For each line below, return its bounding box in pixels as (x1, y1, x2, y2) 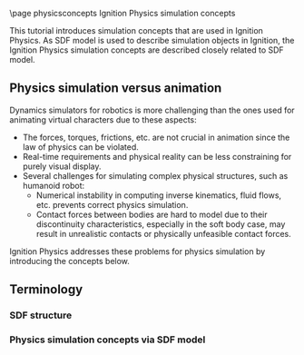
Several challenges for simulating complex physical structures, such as (22, 170, 289, 181)
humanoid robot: (22, 180, 85, 191)
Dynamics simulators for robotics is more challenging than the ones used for (9, 104, 295, 115)
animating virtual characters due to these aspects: (9, 113, 197, 125)
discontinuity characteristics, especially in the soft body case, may (35, 218, 286, 230)
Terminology (9, 281, 83, 298)
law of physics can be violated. (22, 141, 139, 153)
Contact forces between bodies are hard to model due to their (35, 209, 268, 220)
